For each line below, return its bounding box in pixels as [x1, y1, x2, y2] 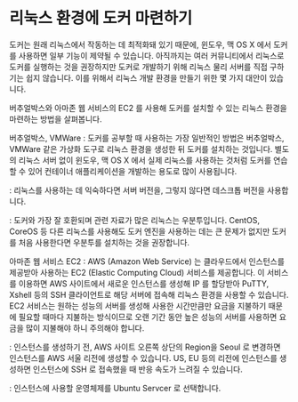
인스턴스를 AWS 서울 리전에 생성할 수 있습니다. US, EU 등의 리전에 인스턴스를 [9, 352, 278, 363]
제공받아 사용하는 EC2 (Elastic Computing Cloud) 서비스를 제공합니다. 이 [9, 267, 265, 277]
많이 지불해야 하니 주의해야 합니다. [25, 322, 145, 334]
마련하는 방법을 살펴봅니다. [9, 113, 102, 125]
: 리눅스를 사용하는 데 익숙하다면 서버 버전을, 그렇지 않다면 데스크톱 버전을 [9, 184, 265, 196]
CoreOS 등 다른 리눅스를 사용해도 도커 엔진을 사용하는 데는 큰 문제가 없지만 [9, 226, 270, 237]
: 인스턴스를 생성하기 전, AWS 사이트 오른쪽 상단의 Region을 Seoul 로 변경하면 [9, 342, 281, 352]
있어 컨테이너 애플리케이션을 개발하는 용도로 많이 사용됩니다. [28, 165, 238, 176]
